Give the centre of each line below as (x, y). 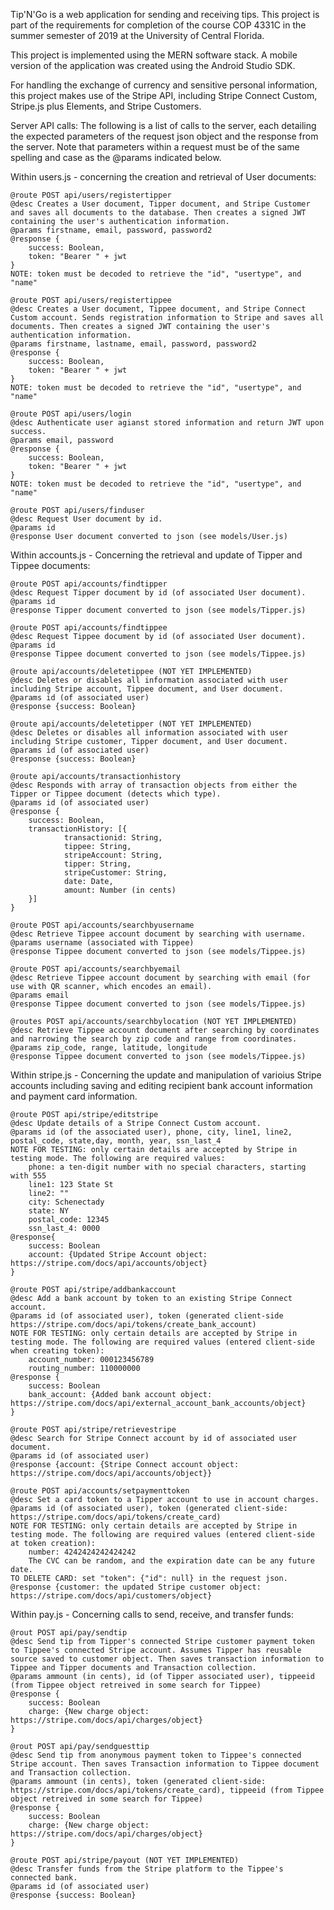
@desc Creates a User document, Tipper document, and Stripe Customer (160, 204)
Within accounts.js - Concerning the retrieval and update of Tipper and (156, 555)
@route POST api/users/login (71, 414)
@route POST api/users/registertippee (91, 300)
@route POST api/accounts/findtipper (89, 584)
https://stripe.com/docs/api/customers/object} (111, 1596)
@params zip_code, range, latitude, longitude (109, 1048)
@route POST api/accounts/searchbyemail (96, 969)
